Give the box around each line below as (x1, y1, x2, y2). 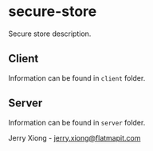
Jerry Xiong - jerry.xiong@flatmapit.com (8, 133, 141, 142)
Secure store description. (8, 29, 92, 38)
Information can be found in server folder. (8, 117, 146, 127)
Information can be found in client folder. (8, 73, 146, 82)
